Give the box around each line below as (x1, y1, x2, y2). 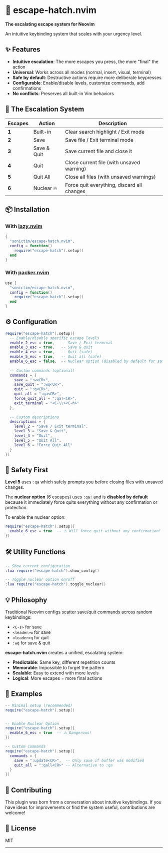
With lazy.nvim (5, 223, 42, 230)
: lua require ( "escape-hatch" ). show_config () (5, 568, 99, 573)
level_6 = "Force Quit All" (14, 442, 72, 447)
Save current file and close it (64, 148, 132, 155)
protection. (5, 505, 28, 511)
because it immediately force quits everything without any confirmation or (5, 499, 157, 505)
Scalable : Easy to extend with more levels (12, 670, 99, 676)
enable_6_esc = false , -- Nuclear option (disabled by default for (9, 359, 155, 364)
